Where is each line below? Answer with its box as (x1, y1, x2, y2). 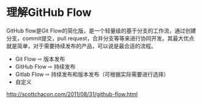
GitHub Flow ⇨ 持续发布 (15, 62, 76, 70)
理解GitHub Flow (6, 6, 92, 20)
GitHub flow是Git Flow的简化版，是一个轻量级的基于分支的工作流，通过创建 (6, 27, 196, 34)
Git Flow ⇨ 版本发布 (15, 55, 65, 62)
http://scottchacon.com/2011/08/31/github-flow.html (6, 90, 138, 98)
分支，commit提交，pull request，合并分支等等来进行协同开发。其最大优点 (6, 34, 195, 42)
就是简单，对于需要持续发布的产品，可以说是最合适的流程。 (6, 42, 157, 50)
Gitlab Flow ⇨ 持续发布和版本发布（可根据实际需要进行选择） (15, 70, 170, 78)
